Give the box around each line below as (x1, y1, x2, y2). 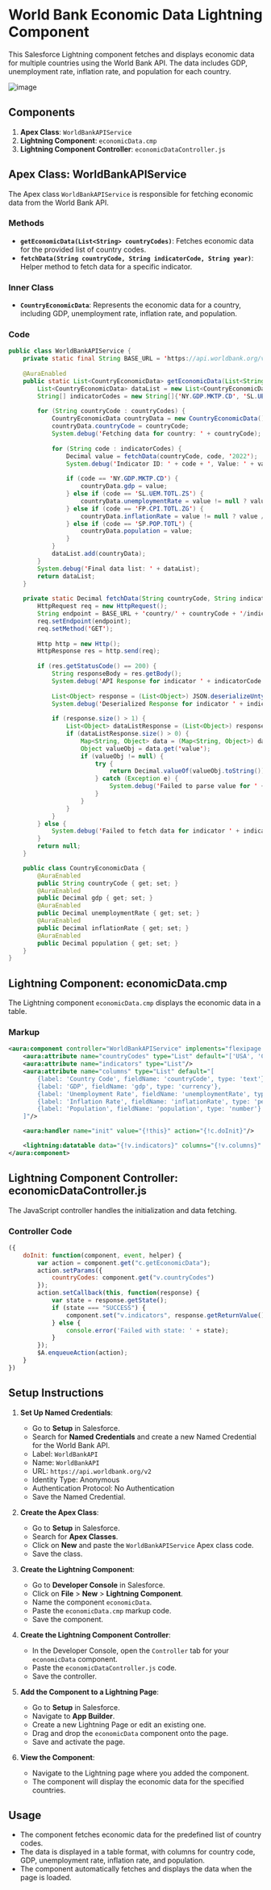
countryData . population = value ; (80, 527, 194, 536)
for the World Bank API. (31, 1440, 110, 1450)
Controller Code (8, 1225, 73, 1237)
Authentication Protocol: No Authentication (31, 1483, 175, 1493)
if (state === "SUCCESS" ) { (51, 1304, 147, 1312)
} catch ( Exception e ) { (94, 774, 179, 783)
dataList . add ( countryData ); (51, 550, 147, 558)
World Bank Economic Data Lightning (8, 6, 263, 24)
